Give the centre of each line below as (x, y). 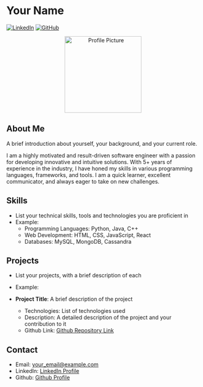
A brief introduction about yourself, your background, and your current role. (102, 143)
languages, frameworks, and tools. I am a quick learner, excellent (88, 175)
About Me (25, 129)
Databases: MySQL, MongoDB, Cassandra (78, 241)
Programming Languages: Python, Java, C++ (81, 228)
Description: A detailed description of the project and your (98, 317)
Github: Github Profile (43, 378)
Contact (22, 350)
